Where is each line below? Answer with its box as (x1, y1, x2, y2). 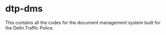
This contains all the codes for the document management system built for (5, 19, 161, 25)
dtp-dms (5, 3, 43, 14)
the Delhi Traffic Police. (5, 24, 54, 30)
